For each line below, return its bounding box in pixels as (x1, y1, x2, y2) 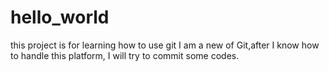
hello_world (10, 6, 110, 29)
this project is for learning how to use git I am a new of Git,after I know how (10, 39, 320, 51)
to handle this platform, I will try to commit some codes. (10, 49, 240, 61)
